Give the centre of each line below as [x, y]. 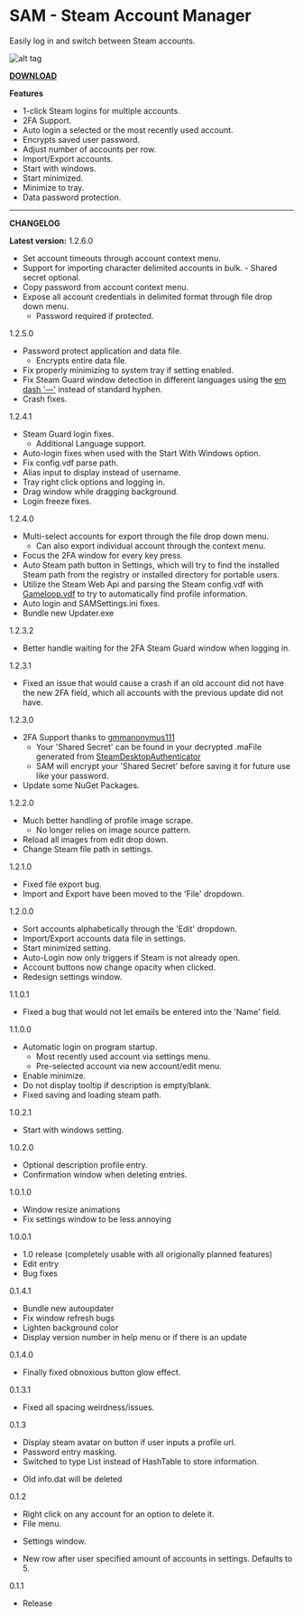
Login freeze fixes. [57, 501]
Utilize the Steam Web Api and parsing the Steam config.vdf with [143, 584]
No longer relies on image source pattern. [113, 830]
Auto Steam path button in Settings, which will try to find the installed [151, 565]
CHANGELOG [35, 223]
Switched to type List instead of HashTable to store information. [141, 1461]
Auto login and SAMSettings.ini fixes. [91, 603]
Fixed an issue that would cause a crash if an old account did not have [153, 682]
